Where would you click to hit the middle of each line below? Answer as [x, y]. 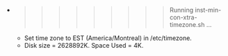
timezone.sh [187, 25]
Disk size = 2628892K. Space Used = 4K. [84, 45]
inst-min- [208, 10]
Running [181, 10]
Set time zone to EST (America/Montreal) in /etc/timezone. [108, 38]
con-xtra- [183, 17]
